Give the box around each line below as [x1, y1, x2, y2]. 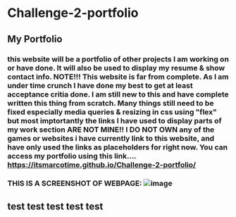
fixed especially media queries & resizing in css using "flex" [7, 107, 217, 117]
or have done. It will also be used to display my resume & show [7, 63, 225, 73]
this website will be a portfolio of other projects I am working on [7, 54, 229, 64]
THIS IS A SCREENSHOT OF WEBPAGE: [7, 178, 142, 188]
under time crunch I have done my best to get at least [7, 80, 193, 90]
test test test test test [7, 200, 104, 212]
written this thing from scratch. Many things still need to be [7, 98, 214, 108]
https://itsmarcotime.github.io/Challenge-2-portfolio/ [7, 160, 196, 170]
